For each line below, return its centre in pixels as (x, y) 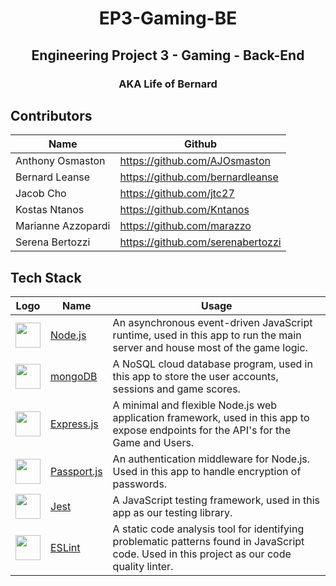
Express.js (74, 424)
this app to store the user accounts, (195, 377)
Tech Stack (46, 277)
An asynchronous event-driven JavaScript (212, 323)
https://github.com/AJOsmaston (195, 161)
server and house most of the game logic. (210, 348)
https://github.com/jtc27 (177, 194)
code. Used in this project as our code (202, 554)
